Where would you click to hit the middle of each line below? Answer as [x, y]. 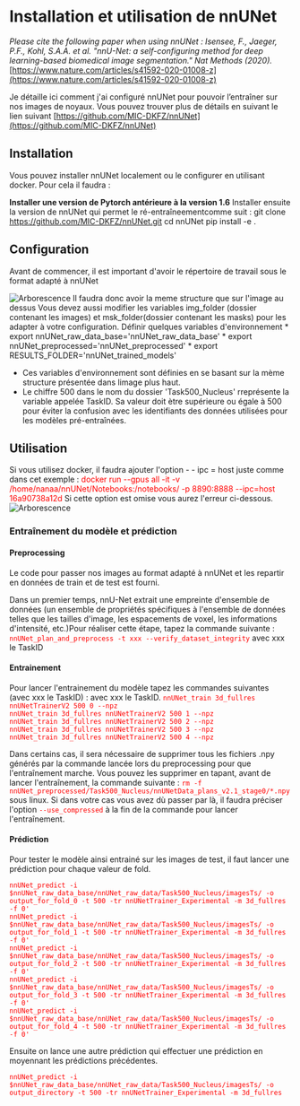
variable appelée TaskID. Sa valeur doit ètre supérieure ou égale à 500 [152, 401]
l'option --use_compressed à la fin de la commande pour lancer [124, 809]
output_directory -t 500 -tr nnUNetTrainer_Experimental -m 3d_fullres [146, 1093]
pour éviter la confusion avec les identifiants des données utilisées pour [155, 411]
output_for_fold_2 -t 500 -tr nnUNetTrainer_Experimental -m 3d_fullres [148, 963]
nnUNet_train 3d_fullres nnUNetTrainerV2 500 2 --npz [112, 721]
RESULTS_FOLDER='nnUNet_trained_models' [93, 355]
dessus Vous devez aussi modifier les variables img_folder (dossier [133, 308]
